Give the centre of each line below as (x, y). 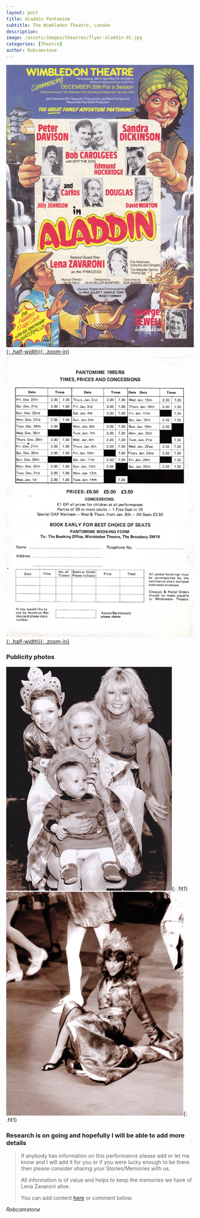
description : (22, 32)
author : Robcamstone (32, 51)
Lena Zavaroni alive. (45, 1186)
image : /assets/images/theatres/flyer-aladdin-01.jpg (74, 38)
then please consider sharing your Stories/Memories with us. (96, 1168)
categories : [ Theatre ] (34, 44)
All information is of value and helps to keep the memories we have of (106, 1180)
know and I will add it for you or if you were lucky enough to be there (105, 1162)
